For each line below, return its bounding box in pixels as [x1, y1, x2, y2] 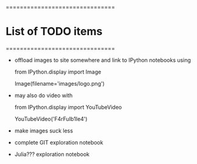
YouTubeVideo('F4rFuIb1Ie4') [14, 115, 88, 122]
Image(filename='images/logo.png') [14, 80, 105, 87]
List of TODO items [5, 25, 103, 38]
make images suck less [14, 127, 74, 134]
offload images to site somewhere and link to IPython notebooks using [14, 56, 191, 64]
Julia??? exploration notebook [14, 150, 89, 158]
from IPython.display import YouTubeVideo [14, 103, 122, 111]
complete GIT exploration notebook [14, 138, 104, 146]
